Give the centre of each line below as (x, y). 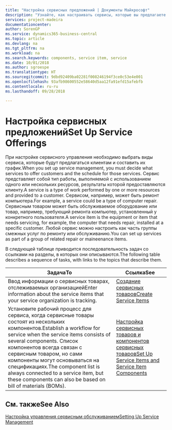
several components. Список (43, 341)
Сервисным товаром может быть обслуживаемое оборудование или (81, 207)
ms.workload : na (23, 53)
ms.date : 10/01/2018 (27, 63)
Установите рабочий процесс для (50, 309)
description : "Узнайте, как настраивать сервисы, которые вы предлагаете (86, 15)
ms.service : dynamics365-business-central (51, 34)
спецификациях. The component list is (54, 367)
